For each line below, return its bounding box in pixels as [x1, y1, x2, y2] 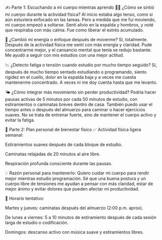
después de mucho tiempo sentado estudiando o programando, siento [5, 69, 147, 75]
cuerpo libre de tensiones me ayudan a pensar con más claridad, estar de [5, 181, 153, 187]
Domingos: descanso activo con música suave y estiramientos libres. [5, 229, 144, 235]
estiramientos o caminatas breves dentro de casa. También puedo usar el [5, 101, 153, 107]
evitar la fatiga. [5, 117, 35, 123]
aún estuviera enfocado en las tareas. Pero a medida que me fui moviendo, [5, 17, 156, 23]
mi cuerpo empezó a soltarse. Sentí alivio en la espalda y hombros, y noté [5, 22, 154, 27]
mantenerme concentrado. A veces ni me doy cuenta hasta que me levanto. [5, 79, 158, 85]
